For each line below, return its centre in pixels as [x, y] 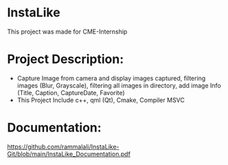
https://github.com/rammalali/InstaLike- [63, 147]
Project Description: [66, 59]
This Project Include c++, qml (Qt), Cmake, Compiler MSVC [101, 100]
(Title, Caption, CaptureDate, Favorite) [71, 92]
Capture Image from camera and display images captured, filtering [111, 78]
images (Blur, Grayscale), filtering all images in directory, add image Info [119, 85]
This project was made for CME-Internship [67, 31]
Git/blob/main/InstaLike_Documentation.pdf [69, 154]
